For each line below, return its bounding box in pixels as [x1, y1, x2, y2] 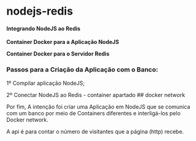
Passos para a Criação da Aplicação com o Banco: [6, 65, 158, 74]
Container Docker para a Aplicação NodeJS [6, 38, 119, 46]
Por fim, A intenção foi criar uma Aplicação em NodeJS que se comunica [6, 103, 190, 110]
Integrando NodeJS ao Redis [6, 24, 81, 32]
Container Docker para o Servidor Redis [6, 50, 110, 57]
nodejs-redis [6, 4, 73, 18]
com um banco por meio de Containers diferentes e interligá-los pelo [6, 109, 181, 117]
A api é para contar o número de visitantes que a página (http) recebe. [6, 128, 184, 135]
